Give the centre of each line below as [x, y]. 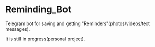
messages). [18, 29]
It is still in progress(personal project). [45, 39]
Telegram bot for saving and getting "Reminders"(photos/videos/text [77, 24]
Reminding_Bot [38, 9]
